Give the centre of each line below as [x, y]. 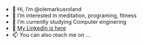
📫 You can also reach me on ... [51, 35]
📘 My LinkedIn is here [39, 28]
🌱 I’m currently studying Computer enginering [69, 22]
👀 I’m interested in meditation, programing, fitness [74, 15]
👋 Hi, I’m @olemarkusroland [47, 9]
